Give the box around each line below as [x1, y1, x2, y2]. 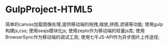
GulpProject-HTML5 [5, 4, 93, 15]
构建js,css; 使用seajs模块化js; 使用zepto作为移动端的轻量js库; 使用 [5, 27, 145, 34]
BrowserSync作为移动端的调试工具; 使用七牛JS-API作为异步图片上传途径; [5, 34, 160, 40]
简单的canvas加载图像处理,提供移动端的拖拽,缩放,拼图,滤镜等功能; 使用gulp [5, 21, 163, 27]
